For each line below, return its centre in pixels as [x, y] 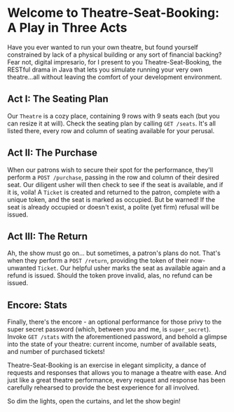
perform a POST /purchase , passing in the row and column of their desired [113, 177]
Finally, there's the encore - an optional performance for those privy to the [115, 322]
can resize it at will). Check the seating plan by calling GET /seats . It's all [111, 123]
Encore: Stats [37, 305]
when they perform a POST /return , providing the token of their [98, 261]
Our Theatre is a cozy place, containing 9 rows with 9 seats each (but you [113, 116]
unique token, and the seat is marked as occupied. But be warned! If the [111, 199]
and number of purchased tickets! [56, 352]
